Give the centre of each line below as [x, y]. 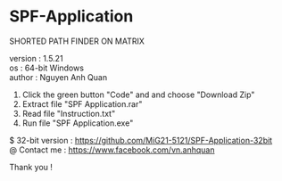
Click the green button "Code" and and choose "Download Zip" [138, 95]
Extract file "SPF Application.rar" [82, 103]
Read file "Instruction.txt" [69, 113]
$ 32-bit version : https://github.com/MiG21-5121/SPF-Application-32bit [141, 140]
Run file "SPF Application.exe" [78, 123]
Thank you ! [31, 167]
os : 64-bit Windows [47, 68]
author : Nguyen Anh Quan [58, 77]
